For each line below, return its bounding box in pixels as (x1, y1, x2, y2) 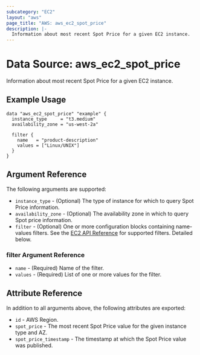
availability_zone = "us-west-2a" (11, 121, 98, 127)
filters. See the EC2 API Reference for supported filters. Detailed (33, 229, 193, 236)
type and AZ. (15, 328, 48, 336)
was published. (15, 342, 53, 349)
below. (15, 235, 32, 243)
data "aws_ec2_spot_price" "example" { (6, 110, 107, 117)
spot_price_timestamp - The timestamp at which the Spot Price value (15, 335, 187, 342)
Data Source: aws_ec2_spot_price (6, 57, 181, 71)
